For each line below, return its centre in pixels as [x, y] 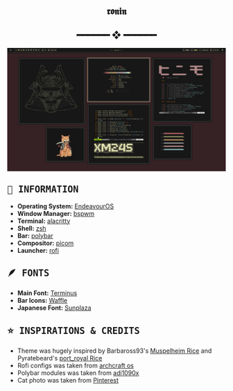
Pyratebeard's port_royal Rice [60, 358]
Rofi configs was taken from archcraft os [75, 366]
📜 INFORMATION [43, 190]
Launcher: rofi [38, 250]
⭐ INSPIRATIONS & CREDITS [74, 331]
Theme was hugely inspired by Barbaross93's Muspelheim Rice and [114, 351]
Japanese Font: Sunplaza [54, 308]
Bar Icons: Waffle [42, 301]
